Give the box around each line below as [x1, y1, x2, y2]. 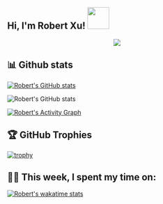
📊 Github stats [7, 59, 73, 71]
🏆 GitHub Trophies [7, 130, 93, 141]
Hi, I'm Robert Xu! [7, 20, 86, 32]
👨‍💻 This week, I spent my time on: [7, 171, 157, 183]
